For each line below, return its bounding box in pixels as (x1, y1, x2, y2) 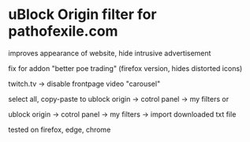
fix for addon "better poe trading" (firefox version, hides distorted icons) (8, 63, 243, 73)
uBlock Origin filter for (8, 6, 157, 24)
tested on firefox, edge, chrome (8, 125, 111, 134)
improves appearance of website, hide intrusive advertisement (8, 48, 211, 58)
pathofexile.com (8, 22, 118, 40)
